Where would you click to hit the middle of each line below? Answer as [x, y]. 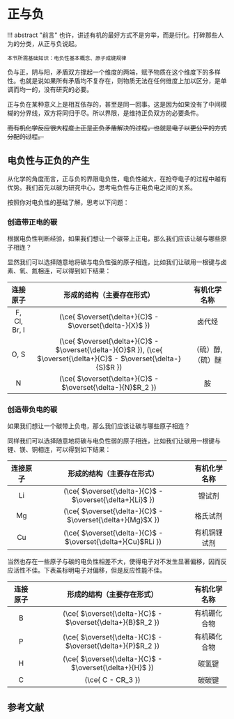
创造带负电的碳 [32, 409]
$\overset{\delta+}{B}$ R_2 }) [112, 623]
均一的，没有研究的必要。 [56, 89]
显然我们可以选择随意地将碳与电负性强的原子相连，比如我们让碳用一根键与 [114, 262]
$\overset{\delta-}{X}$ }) [109, 326]
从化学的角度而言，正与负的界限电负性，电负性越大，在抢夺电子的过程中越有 [117, 179]
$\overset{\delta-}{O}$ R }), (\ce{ [109, 350]
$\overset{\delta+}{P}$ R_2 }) [112, 646]
